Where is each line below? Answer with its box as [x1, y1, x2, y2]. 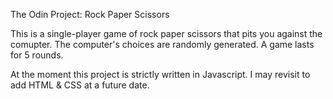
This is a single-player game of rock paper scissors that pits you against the [10, 28, 323, 39]
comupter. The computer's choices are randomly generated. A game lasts [10, 39, 315, 50]
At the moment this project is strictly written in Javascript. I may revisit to [10, 69, 311, 80]
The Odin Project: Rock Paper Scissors [10, 9, 170, 20]
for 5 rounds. [10, 49, 64, 61]
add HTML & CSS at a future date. [10, 79, 150, 91]
